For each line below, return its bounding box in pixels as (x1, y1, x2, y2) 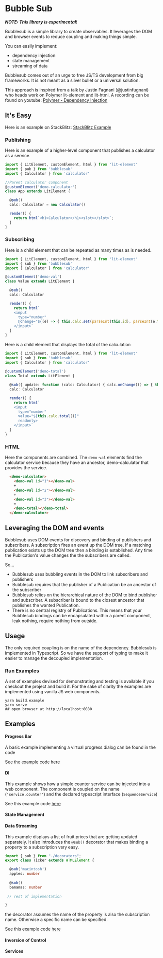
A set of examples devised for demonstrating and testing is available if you (5, 678, 154, 684)
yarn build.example (5, 698, 45, 703)
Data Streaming (5, 823, 37, 829)
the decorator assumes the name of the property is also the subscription (5, 911, 150, 918)
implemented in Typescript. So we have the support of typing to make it (5, 650, 148, 656)
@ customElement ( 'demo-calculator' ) (5, 184, 77, 189)
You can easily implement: (5, 43, 58, 49)
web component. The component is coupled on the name (5, 786, 120, 792)
